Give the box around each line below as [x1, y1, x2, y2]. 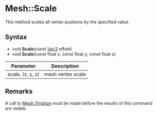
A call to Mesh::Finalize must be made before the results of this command [5, 100, 153, 106]
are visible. [5, 105, 27, 111]
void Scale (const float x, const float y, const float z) [12, 51, 116, 57]
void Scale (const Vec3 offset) [12, 46, 72, 51]
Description [51, 63, 79, 69]
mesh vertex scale [44, 71, 86, 78]
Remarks [5, 87, 33, 96]
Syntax [5, 33, 27, 41]
